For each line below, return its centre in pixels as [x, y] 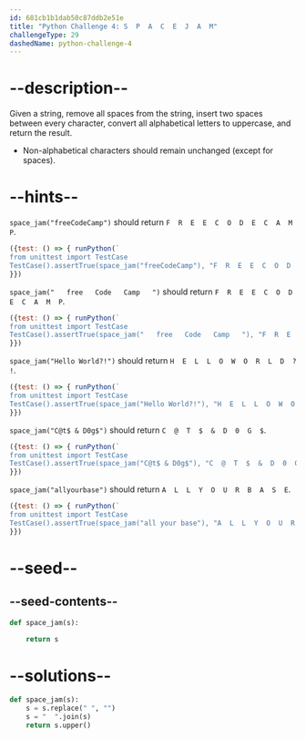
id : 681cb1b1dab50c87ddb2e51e [67, 18]
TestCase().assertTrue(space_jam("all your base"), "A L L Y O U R [153, 523]
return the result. [41, 133]
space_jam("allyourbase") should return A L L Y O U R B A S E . [150, 489]
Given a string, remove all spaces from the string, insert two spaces [136, 114]
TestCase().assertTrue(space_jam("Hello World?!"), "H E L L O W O [153, 404]
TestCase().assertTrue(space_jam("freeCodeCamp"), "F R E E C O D [150, 265]
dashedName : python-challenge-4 [71, 43]
